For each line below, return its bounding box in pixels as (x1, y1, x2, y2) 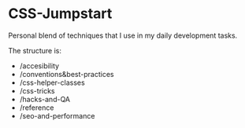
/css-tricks (19, 86, 55, 95)
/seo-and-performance (19, 111, 95, 120)
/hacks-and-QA (19, 94, 71, 104)
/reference (19, 103, 54, 112)
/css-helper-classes (19, 78, 85, 87)
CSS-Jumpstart (8, 5, 113, 23)
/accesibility (19, 60, 60, 71)
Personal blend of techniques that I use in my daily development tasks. (8, 31, 238, 40)
